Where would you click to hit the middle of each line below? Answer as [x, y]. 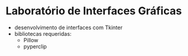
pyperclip [35, 46]
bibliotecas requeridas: [43, 33]
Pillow [31, 40]
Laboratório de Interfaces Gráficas [94, 11]
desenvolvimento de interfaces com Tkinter [68, 27]
